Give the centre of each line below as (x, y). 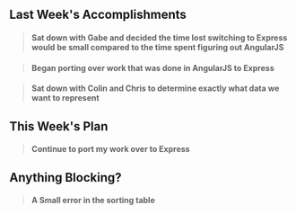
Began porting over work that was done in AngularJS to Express (153, 67)
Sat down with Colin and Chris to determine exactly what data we (155, 88)
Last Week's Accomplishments (98, 15)
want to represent (65, 98)
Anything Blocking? (66, 178)
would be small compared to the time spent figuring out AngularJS (157, 47)
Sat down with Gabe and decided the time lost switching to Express (159, 37)
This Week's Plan (59, 126)
